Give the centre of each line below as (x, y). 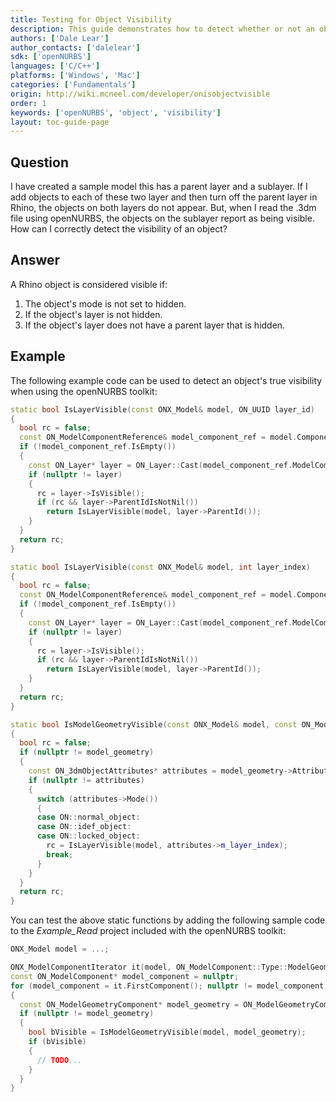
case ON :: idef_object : (84, 827)
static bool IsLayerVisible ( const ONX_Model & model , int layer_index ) (160, 567)
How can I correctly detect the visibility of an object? (119, 229)
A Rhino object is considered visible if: (89, 284)
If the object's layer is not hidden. (93, 314)
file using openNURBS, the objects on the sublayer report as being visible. (162, 218)
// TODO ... (59, 1060)
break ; (60, 854)
